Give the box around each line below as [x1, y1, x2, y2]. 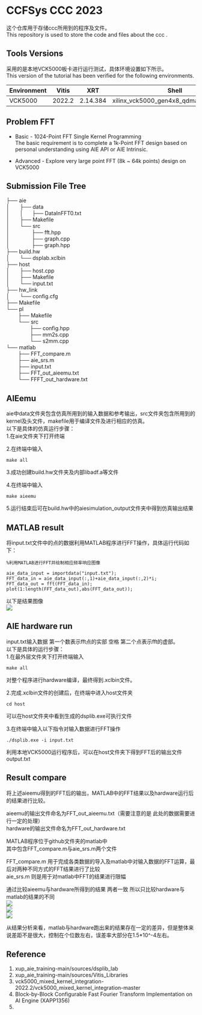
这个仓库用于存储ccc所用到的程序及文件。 [6, 24, 110, 31]
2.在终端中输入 [6, 446, 43, 453]
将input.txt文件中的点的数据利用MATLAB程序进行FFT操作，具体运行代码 [6, 539, 185, 546]
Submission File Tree [6, 181, 87, 191]
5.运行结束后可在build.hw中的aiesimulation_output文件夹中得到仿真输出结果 [6, 504, 194, 512]
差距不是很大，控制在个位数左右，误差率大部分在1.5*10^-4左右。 [11, 931, 173, 939]
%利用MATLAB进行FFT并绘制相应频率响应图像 [6, 560, 100, 566]
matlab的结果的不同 [6, 893, 55, 900]
